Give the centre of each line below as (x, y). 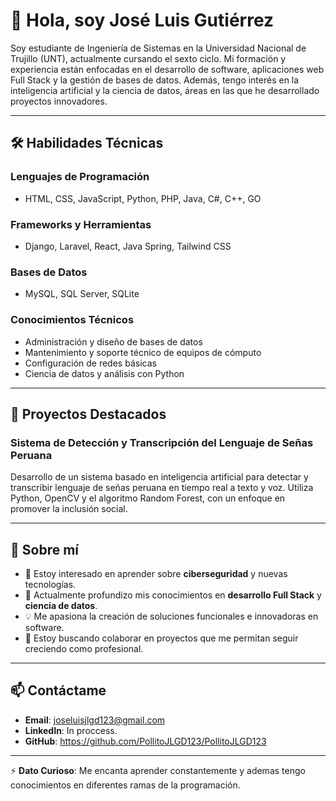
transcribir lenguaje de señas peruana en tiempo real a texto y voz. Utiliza (162, 488)
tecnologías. (50, 585)
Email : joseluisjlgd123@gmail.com (95, 720)
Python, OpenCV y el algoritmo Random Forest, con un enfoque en (148, 498)
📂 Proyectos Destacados (88, 414)
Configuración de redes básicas (90, 363)
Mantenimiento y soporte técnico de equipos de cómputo (143, 352)
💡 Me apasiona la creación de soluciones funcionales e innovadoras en (171, 616)
